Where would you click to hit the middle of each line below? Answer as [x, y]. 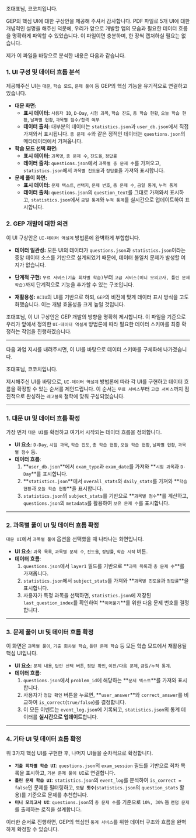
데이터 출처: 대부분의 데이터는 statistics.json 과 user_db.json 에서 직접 [106, 126]
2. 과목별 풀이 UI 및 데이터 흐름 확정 [52, 525]
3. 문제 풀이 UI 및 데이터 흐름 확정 [50, 632]
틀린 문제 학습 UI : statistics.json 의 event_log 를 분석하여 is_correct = [98, 780]
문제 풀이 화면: [31, 178]
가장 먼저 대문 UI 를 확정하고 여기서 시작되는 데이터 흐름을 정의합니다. [84, 432]
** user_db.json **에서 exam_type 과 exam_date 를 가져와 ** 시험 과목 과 [101, 466]
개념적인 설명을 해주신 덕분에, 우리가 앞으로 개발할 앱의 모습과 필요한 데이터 [92, 28]
